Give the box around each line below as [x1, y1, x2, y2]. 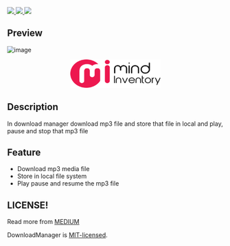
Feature [7, 147, 41, 159]
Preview [7, 27, 43, 39]
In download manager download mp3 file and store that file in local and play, [7, 120, 223, 128]
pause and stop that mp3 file [7, 126, 89, 135]
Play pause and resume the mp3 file [16, 179, 119, 188]
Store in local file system [16, 172, 87, 181]
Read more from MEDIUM [7, 218, 80, 226]
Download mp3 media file [16, 165, 90, 173]
